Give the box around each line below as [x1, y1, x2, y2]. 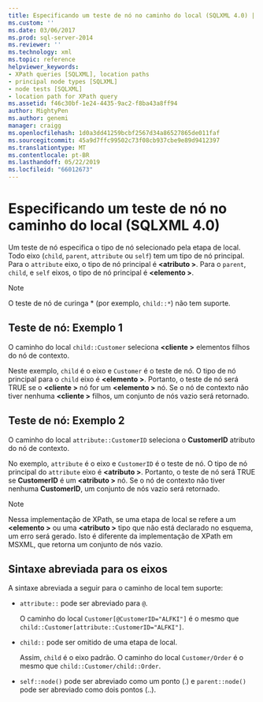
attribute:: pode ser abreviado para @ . [19, 599, 148, 608]
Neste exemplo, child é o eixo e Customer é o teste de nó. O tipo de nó [8, 366, 236, 375]
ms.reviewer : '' [8, 41, 61, 49]
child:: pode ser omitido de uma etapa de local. [19, 637, 178, 648]
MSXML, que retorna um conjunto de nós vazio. [8, 539, 163, 549]
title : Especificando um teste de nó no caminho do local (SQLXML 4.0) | [8, 11, 256, 20]
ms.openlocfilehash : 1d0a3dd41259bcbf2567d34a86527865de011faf [8, 129, 220, 137]
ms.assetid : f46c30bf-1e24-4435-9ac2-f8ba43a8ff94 [8, 99, 178, 107]
